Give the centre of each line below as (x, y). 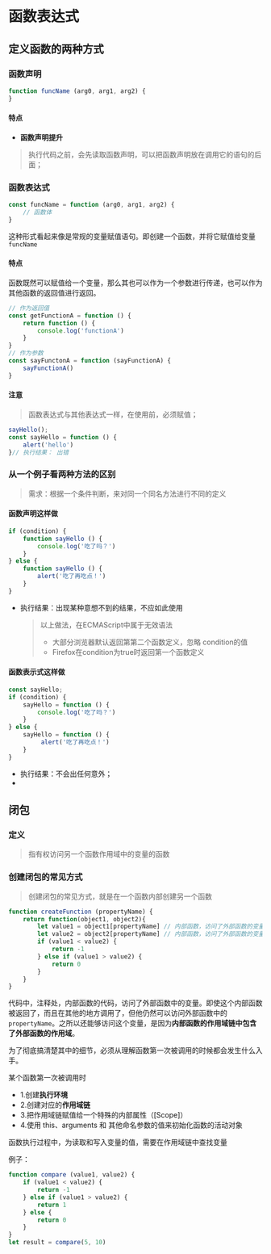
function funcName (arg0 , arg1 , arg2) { (77, 91)
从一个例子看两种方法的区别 (62, 475)
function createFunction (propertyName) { (81, 912)
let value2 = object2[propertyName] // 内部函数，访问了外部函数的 (145, 934)
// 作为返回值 (29, 308)
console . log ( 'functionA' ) (81, 331)
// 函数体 (38, 212)
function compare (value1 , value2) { (72, 1175)
